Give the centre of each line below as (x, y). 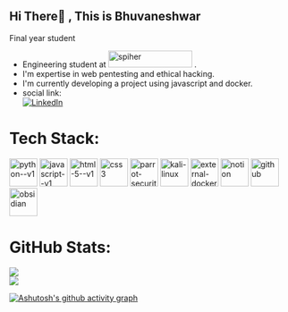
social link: (42, 93)
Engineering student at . (109, 64)
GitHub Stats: (60, 247)
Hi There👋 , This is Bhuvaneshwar (105, 17)
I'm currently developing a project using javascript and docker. (137, 83)
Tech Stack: (55, 139)
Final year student (42, 38)
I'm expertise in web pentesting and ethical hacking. (118, 73)
